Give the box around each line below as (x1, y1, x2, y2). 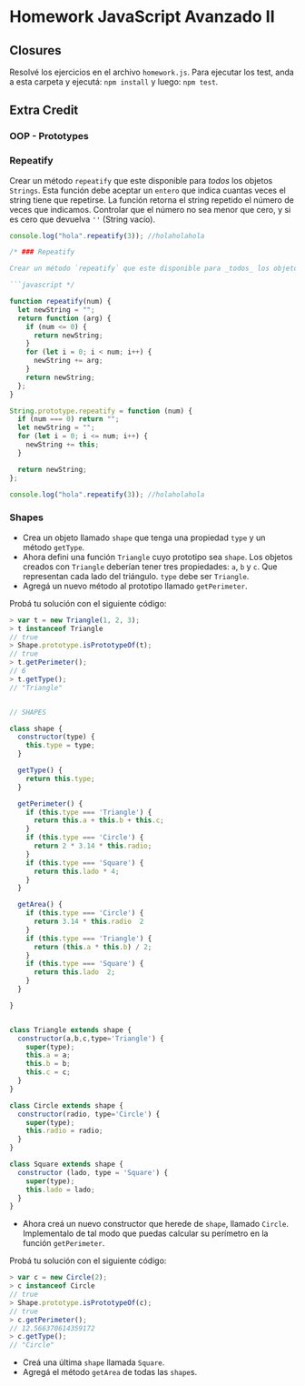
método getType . (22, 541, 85, 552)
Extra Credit (9, 103, 79, 118)
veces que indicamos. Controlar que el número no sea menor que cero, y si (9, 204, 291, 215)
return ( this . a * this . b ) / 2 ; (33, 942, 152, 951)
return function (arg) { (17, 314, 112, 323)
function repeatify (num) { (9, 297, 112, 306)
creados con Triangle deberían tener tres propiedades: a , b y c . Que (22, 561, 278, 572)
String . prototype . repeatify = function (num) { (9, 407, 193, 416)
